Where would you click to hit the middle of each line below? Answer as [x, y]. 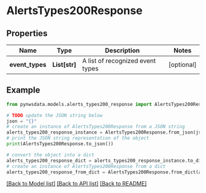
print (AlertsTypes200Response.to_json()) [60, 144]
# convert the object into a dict [51, 155]
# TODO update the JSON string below [55, 115]
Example [23, 90]
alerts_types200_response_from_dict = [56, 172]
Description [122, 51]
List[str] [64, 65]
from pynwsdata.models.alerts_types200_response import [79, 104]
